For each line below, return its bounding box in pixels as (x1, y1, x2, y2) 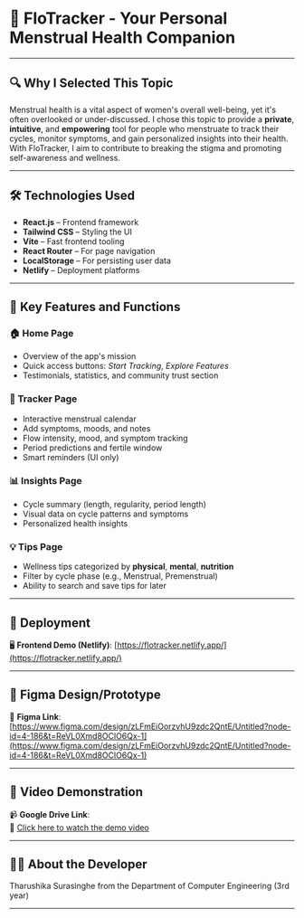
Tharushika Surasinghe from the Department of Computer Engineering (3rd (9, 881, 290, 892)
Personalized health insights (22, 517, 128, 528)
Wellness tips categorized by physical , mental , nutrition (22, 561, 234, 573)
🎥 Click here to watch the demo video (9, 822, 149, 833)
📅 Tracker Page (9, 393, 78, 405)
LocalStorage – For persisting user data (22, 255, 172, 266)
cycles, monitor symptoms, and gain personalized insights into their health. (9, 133, 289, 144)
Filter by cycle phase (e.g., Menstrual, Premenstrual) (22, 571, 219, 582)
